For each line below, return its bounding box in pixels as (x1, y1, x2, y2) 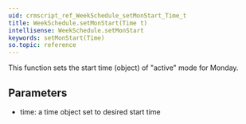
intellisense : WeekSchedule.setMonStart (8, 26, 145, 34)
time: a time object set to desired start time (19, 107, 161, 116)
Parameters (8, 86, 68, 99)
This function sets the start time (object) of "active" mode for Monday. (8, 63, 239, 72)
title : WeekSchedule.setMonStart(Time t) (8, 19, 148, 27)
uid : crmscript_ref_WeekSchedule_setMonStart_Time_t (8, 11, 187, 20)
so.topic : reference (8, 41, 77, 49)
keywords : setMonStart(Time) (8, 33, 105, 42)
